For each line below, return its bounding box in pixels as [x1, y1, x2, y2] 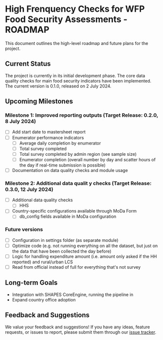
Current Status [5, 60, 51, 68]
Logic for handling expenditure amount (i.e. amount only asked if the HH [12, 253, 157, 259]
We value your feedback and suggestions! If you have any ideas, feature [5, 324, 150, 330]
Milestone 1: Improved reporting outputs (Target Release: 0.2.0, [5, 112, 158, 119]
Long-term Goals [5, 278, 58, 287]
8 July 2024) [5, 118, 36, 125]
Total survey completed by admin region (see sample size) [19, 151, 137, 157]
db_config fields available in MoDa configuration [19, 213, 117, 219]
